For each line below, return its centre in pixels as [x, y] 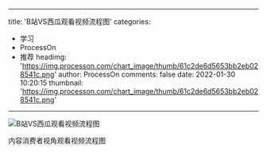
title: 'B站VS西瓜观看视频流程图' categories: [79, 22]
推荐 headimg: [43, 57]
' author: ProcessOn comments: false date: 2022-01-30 [145, 74]
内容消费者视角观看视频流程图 [57, 141]
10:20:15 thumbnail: [51, 83]
